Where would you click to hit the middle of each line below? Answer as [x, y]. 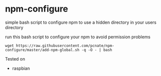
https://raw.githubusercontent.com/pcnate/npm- [65, 46]
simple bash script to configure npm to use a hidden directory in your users [81, 22]
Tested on [15, 59]
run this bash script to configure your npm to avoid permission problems [78, 37]
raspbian [21, 68]
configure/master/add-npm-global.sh [42, 50]
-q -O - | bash [97, 50]
